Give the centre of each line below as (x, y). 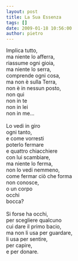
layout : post (22, 12)
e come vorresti (25, 138)
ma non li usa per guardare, (39, 233)
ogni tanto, (19, 132)
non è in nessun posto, (34, 88)
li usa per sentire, (27, 239)
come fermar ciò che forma (39, 176)
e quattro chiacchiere (32, 151)
